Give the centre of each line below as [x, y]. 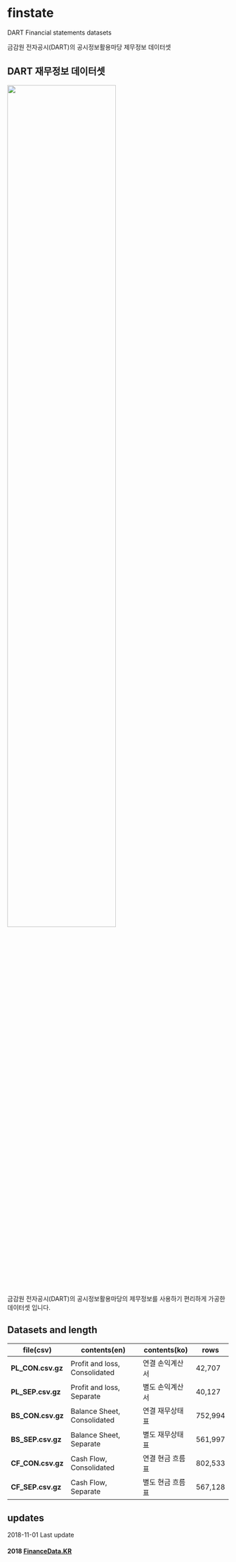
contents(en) [103, 1350]
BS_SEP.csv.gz [36, 1439]
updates [26, 1518]
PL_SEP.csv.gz [36, 1391]
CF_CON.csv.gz [37, 1463]
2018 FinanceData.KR [40, 1551]
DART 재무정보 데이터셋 [56, 72]
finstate [31, 13]
